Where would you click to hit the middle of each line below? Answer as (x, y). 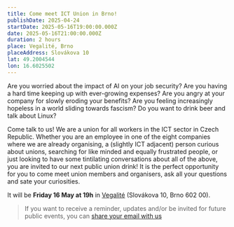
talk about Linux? (32, 116)
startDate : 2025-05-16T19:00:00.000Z (62, 27)
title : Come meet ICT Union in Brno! (62, 14)
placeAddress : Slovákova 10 (48, 53)
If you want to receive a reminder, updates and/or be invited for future (125, 208)
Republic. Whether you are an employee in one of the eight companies (109, 137)
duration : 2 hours (34, 40)
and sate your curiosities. (44, 181)
